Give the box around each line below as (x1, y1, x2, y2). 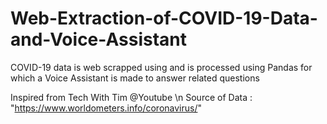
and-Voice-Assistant (10, 28, 187, 51)
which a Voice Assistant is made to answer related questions (10, 72, 260, 84)
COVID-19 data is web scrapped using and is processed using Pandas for (10, 61, 313, 73)
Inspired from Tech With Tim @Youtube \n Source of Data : (10, 91, 253, 103)
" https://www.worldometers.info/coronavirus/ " (10, 102, 202, 114)
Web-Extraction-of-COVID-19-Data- (10, 7, 318, 30)
